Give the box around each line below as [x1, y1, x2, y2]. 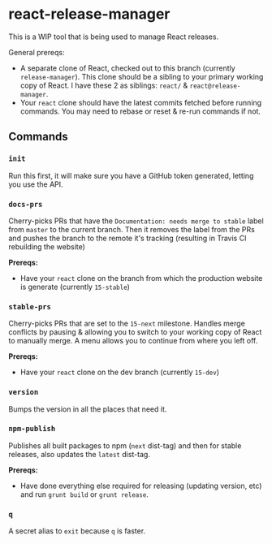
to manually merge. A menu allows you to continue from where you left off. [8, 336, 258, 346]
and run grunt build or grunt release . [19, 489, 149, 499]
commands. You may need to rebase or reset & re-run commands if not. [19, 106, 261, 116]
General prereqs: [8, 47, 65, 57]
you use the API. [8, 179, 63, 189]
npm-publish [8, 424, 56, 434]
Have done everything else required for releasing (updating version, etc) [19, 481, 262, 490]
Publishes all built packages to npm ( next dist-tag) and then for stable [8, 440, 242, 451]
